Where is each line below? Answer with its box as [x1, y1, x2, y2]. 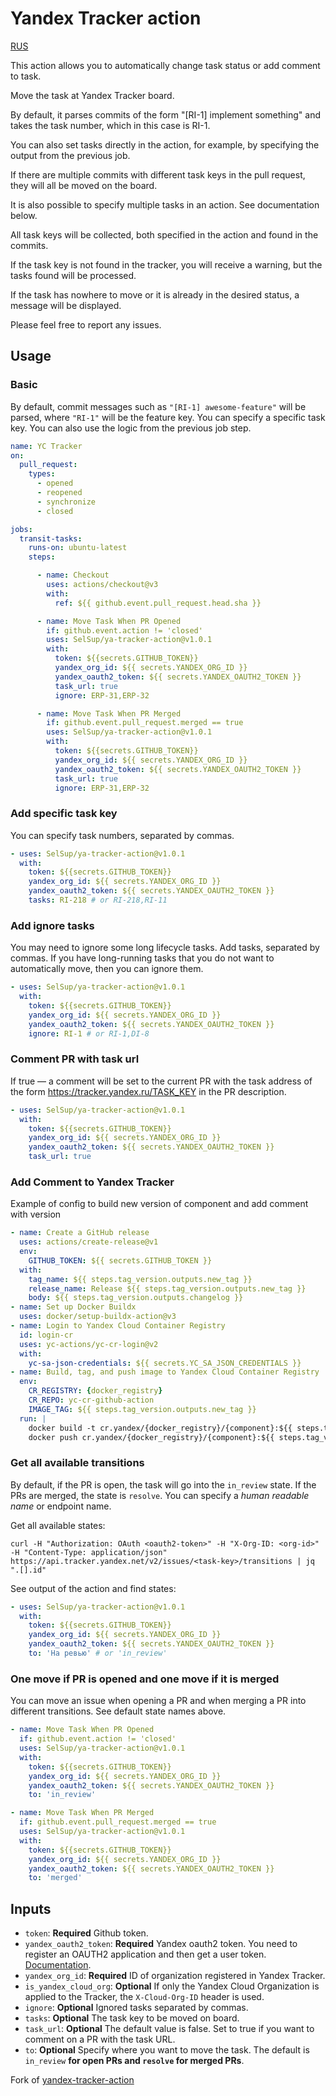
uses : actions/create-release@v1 [19, 1237, 159, 1247]
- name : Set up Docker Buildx [10, 1302, 137, 1312]
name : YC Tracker [10, 441, 83, 451]
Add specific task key [10, 807, 118, 821]
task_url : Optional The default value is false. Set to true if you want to [24, 2023, 315, 2035]
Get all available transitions [10, 1456, 145, 1470]
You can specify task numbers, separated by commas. [10, 829, 235, 841]
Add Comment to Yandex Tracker [10, 1175, 175, 1189]
